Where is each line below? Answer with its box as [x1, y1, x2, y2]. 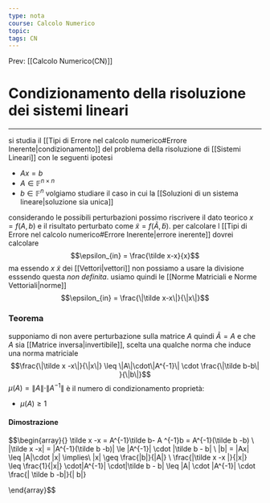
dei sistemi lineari [8, 101, 129, 120]
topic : [8, 27, 31, 35]
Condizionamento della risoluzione [8, 85, 247, 103]
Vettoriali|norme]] [8, 280, 67, 290]
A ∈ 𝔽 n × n [19, 177, 55, 188]
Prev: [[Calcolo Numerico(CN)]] [8, 56, 113, 66]
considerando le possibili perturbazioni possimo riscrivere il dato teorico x [8, 212, 254, 222]
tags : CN [8, 34, 38, 43]
